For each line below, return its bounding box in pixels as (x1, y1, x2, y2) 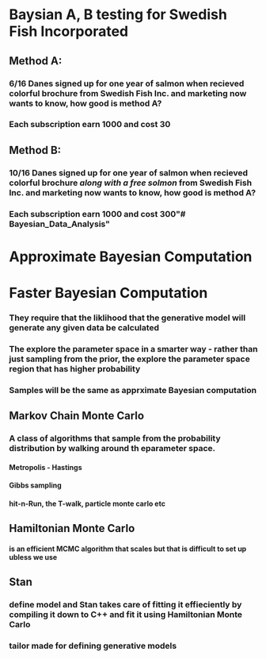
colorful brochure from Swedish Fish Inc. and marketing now (9, 87, 247, 98)
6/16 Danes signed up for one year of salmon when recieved (9, 78, 245, 89)
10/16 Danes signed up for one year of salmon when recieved (9, 167, 249, 178)
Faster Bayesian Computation (9, 284, 208, 303)
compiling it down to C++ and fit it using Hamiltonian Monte (9, 609, 243, 620)
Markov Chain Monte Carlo (9, 409, 145, 422)
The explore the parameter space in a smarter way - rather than (9, 343, 258, 354)
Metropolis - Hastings (9, 462, 82, 472)
